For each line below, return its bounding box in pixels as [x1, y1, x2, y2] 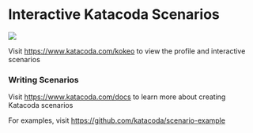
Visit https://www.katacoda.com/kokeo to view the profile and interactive [8, 46, 246, 56]
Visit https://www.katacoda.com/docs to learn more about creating [8, 92, 226, 102]
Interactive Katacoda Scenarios [8, 6, 220, 24]
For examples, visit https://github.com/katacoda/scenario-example [8, 116, 225, 125]
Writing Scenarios [8, 74, 79, 85]
